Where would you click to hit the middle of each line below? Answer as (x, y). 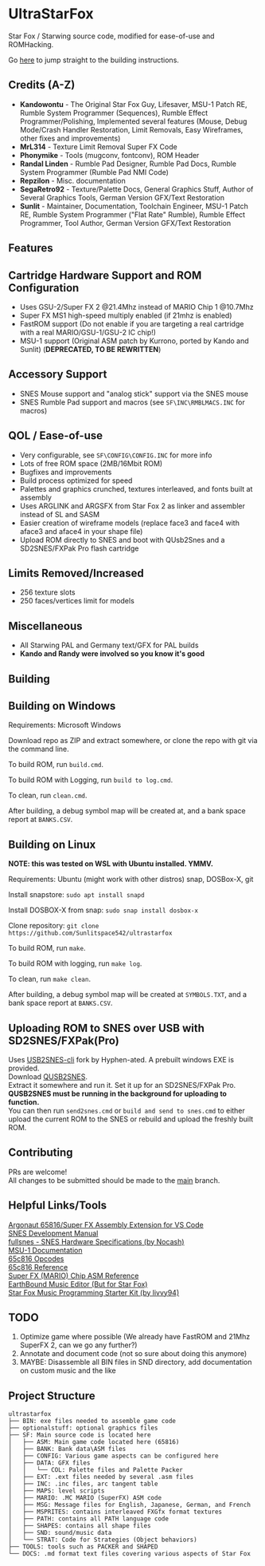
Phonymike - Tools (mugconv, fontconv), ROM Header (109, 155)
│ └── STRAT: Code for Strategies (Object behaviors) (103, 1540)
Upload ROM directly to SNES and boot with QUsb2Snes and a (122, 540)
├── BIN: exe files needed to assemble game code (92, 1422)
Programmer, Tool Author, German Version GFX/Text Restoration (125, 223)
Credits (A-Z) (42, 85)
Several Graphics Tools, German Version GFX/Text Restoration (122, 197)
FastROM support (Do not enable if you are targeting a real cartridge (132, 323)
